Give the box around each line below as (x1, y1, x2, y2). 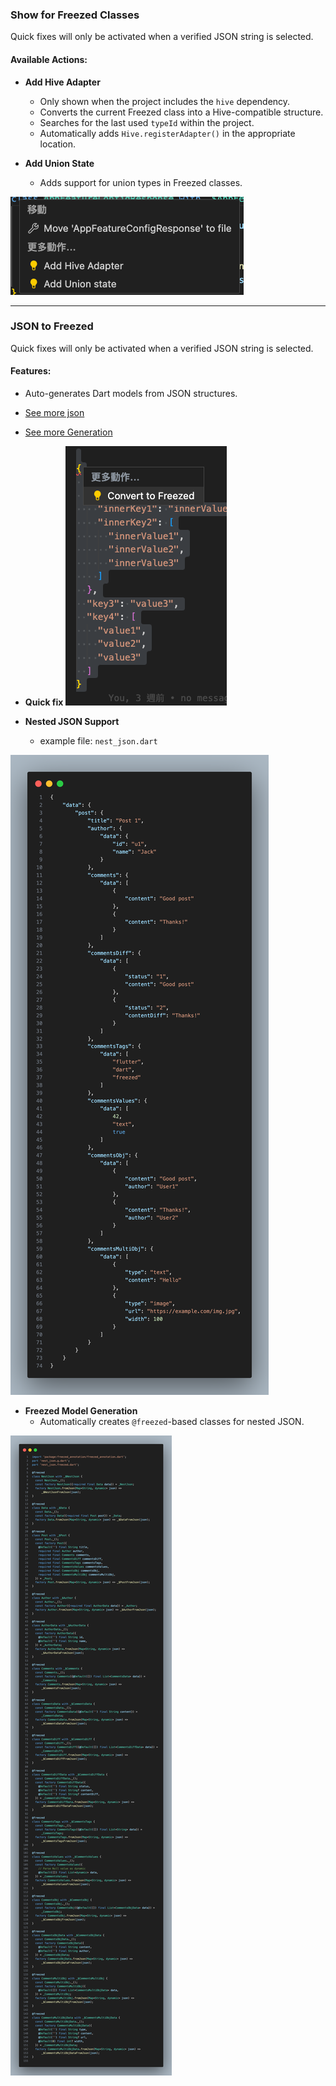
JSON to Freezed (10, 319, 94, 333)
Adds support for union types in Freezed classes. (39, 176, 243, 188)
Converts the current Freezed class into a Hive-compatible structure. (39, 106, 324, 118)
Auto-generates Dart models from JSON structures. (24, 388, 238, 399)
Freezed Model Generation (24, 1405, 138, 1417)
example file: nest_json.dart (39, 735, 158, 747)
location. (39, 138, 77, 150)
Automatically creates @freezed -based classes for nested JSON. (39, 1416, 305, 1427)
